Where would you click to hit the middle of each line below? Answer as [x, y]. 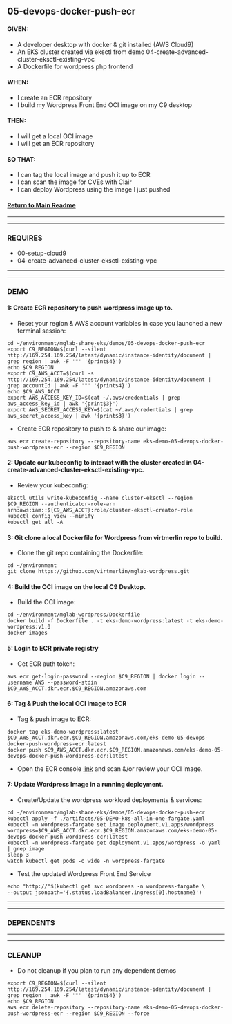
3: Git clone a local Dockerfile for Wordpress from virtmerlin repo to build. [115, 537]
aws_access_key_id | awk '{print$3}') [63, 404]
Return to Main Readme [41, 205]
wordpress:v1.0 [29, 627]
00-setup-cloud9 [42, 253]
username [20, 682]
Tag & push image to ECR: [54, 719]
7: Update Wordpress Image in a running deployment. [85, 785]
